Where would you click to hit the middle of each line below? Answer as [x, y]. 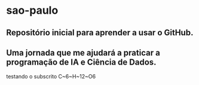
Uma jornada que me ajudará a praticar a [83, 52]
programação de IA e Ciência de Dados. [81, 62]
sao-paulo [32, 10]
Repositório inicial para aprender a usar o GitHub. [100, 33]
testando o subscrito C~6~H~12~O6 [51, 77]
